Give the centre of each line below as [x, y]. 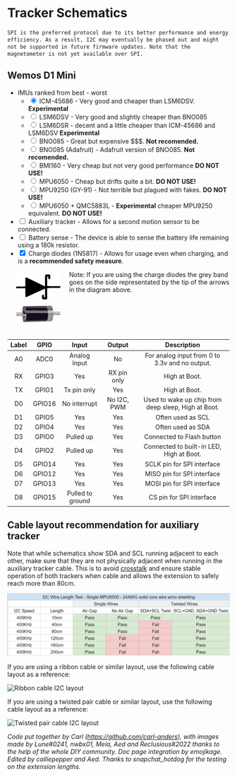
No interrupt [80, 403]
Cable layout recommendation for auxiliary [103, 525]
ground [80, 501]
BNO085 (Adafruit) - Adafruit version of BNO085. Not [117, 149]
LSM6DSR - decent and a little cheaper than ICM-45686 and [127, 125]
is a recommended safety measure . [71, 261]
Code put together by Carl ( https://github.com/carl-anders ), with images [113, 737]
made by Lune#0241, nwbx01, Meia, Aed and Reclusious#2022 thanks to [114, 744]
